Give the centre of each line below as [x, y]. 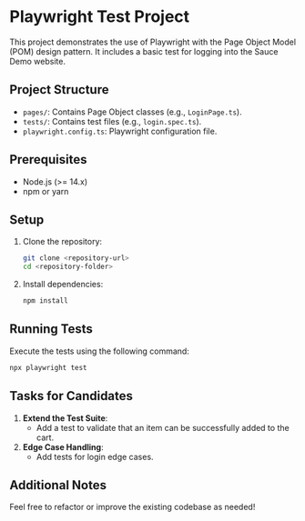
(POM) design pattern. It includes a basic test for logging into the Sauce [144, 51]
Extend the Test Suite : [65, 418]
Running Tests [51, 329]
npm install [45, 301]
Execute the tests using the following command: [99, 351]
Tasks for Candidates [71, 396]
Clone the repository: [62, 242]
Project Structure [59, 90]
